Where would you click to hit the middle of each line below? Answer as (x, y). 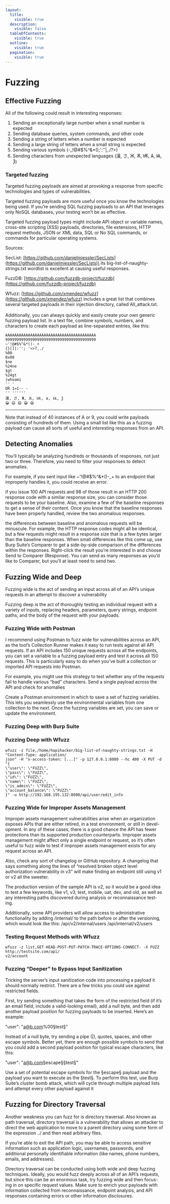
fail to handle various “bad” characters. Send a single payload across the (81, 682)
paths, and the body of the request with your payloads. (62, 615)
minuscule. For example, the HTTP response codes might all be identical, (81, 529)
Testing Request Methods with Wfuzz (53, 937)
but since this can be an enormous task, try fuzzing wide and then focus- (82, 1179)
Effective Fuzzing (33, 101)
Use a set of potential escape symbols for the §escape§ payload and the (81, 1072)
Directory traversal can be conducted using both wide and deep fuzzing (80, 1168)
